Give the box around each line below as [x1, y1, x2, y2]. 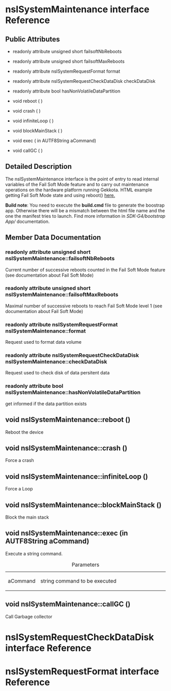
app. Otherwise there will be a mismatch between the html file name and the [5, 207, 165, 213]
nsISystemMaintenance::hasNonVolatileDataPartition [5, 389, 141, 396]
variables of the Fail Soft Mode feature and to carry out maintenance [5, 181, 149, 187]
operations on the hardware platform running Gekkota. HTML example [5, 187, 153, 193]
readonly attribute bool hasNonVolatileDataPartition [12, 88, 121, 94]
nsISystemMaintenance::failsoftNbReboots [5, 255, 115, 262]
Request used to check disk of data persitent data [5, 370, 110, 376]
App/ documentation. [5, 218, 50, 225]
